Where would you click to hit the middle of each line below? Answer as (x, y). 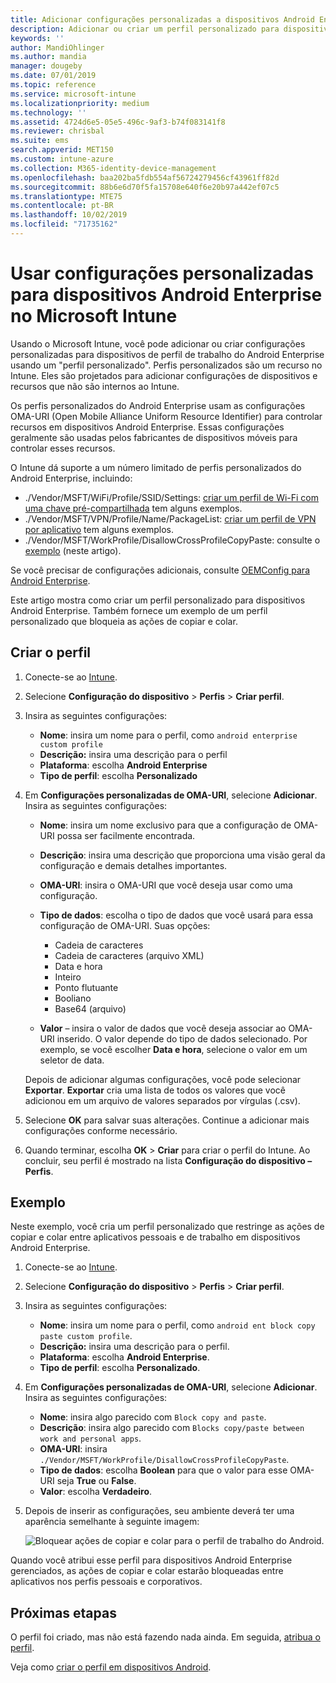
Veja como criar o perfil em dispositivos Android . (111, 1667)
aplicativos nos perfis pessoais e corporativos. (106, 1582)
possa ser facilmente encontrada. (126, 835)
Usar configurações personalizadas (162, 273)
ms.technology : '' (48, 112)
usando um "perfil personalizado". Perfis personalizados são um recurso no (166, 365)
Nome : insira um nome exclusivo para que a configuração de (165, 825)
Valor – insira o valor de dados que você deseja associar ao (163, 1028)
